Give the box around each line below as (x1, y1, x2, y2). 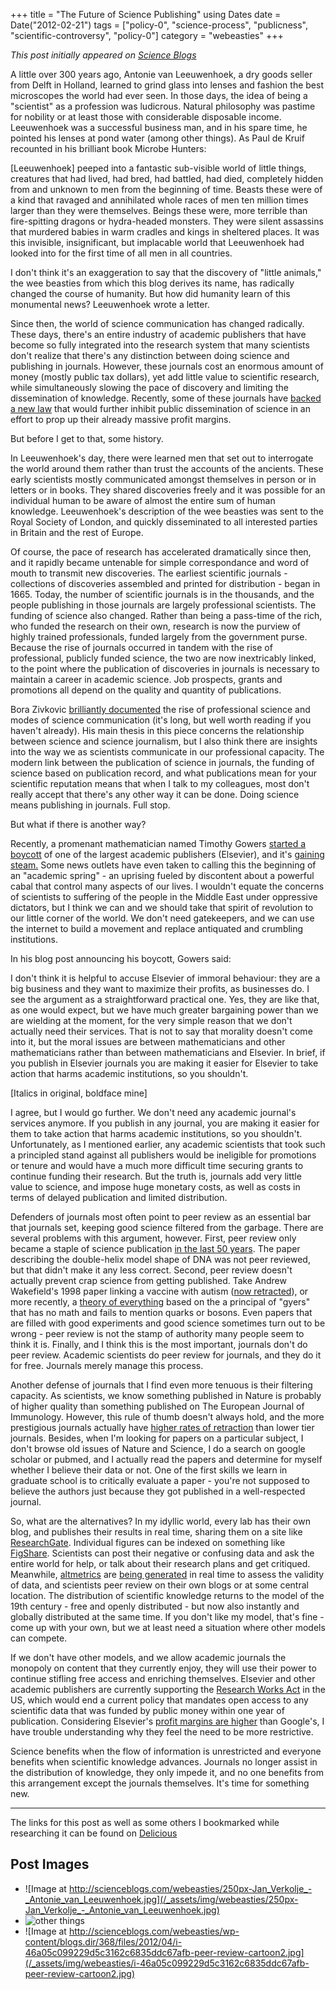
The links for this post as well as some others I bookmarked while (10, 1817, 280, 1828)
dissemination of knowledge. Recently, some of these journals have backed (10, 392, 322, 404)
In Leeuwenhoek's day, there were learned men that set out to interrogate (10, 452, 314, 464)
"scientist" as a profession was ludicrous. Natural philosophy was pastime (10, 100, 316, 112)
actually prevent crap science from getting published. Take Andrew (10, 1275, 287, 1286)
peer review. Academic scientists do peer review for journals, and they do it (10, 1349, 322, 1361)
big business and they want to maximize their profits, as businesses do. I (10, 983, 310, 994)
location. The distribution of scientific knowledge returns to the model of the (10, 1590, 325, 1601)
